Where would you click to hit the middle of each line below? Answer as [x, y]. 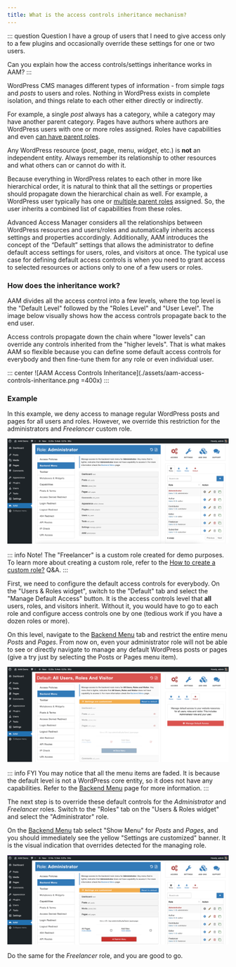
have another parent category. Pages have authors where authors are [108, 121]
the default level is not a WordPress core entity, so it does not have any [110, 780]
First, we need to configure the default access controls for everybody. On [113, 583]
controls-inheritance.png [43, 380]
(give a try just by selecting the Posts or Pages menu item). [93, 657]
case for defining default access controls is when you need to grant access [116, 260]
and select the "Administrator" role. [58, 816]
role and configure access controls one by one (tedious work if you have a [115, 613]
